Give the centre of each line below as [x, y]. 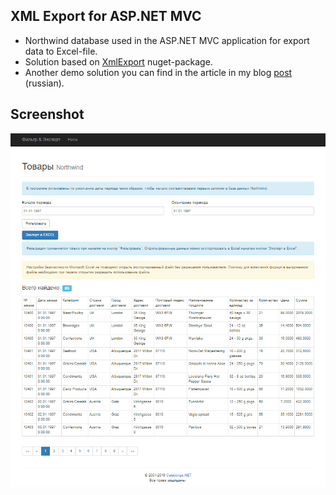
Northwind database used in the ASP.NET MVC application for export [167, 40]
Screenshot [47, 114]
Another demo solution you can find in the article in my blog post [158, 72]
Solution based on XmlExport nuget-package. [118, 61]
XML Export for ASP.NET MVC [106, 16]
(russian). [44, 83]
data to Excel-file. [61, 51]
